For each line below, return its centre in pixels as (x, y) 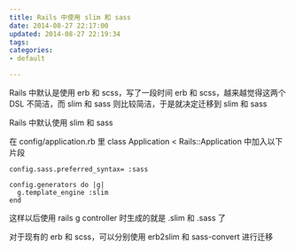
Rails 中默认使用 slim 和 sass (61, 122)
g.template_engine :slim (63, 192)
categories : (31, 51)
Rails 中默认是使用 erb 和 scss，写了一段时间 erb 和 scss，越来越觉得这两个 (147, 93)
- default (27, 59)
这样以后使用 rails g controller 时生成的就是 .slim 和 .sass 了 (117, 218)
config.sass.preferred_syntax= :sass (79, 169)
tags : (19, 42)
